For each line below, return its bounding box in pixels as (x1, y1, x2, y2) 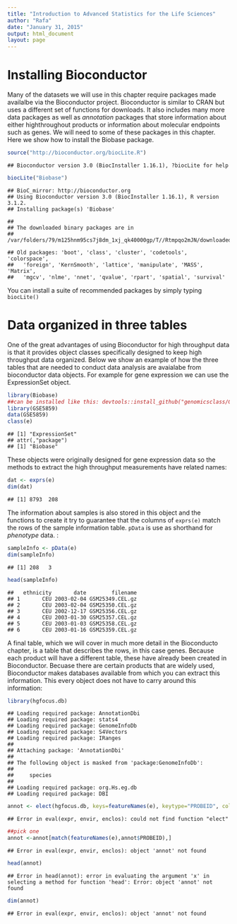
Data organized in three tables (7, 317, 188, 333)
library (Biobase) (7, 392, 59, 399)
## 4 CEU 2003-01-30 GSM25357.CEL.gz (7, 614, 138, 621)
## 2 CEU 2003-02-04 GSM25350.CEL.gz (7, 602, 138, 609)
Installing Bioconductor (7, 67, 147, 83)
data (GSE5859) (7, 411, 49, 419)
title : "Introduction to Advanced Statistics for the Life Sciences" (7, 10, 217, 18)
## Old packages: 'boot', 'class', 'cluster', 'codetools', (7, 249, 188, 256)
